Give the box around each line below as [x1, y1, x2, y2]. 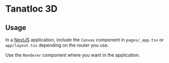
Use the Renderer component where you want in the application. [5, 52, 140, 58]
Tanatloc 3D [5, 3, 58, 15]
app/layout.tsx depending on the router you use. [5, 42, 109, 48]
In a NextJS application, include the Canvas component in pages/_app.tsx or [5, 37, 164, 43]
